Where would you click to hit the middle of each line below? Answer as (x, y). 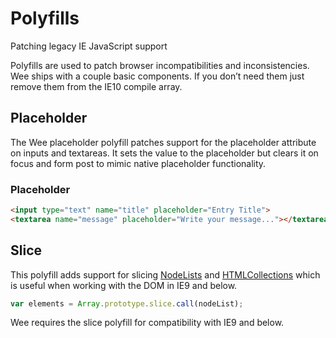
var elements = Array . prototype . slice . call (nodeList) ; (127, 303)
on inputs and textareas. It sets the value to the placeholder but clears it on (164, 153)
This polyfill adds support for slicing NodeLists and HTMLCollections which (165, 274)
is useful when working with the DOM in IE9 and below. (124, 285)
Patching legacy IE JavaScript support (89, 46)
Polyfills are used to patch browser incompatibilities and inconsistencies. (160, 65)
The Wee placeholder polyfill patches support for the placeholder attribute (163, 142)
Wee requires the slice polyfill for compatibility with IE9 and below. (147, 323)
